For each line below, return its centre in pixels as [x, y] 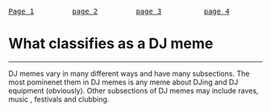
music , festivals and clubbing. [59, 99]
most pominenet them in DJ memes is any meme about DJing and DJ [123, 82]
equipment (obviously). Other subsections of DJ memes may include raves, [133, 90]
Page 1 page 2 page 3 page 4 [119, 11]
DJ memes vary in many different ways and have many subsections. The [129, 73]
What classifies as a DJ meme [111, 44]
